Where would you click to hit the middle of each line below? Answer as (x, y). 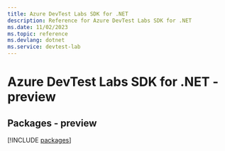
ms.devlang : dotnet (36, 40)
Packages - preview (52, 123)
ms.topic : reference (38, 34)
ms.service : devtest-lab (44, 47)
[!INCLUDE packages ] (39, 140)
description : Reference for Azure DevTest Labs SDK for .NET (100, 21)
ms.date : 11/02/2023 (38, 27)
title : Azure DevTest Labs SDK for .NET (68, 14)
